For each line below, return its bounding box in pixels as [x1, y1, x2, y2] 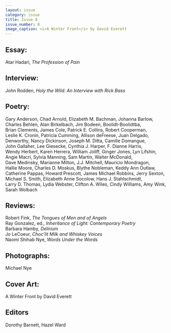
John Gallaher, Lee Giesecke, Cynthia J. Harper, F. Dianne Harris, [5, 143, 143, 149]
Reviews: [5, 201, 35, 210]
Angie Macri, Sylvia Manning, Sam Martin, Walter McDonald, [5, 154, 133, 160]
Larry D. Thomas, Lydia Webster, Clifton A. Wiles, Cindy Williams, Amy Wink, [5, 181, 166, 187]
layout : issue [5, 7, 36, 13]
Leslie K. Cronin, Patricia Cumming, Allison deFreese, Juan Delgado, [5, 132, 149, 138]
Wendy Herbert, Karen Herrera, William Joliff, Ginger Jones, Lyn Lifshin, [5, 148, 157, 154]
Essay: [5, 46, 27, 54]
